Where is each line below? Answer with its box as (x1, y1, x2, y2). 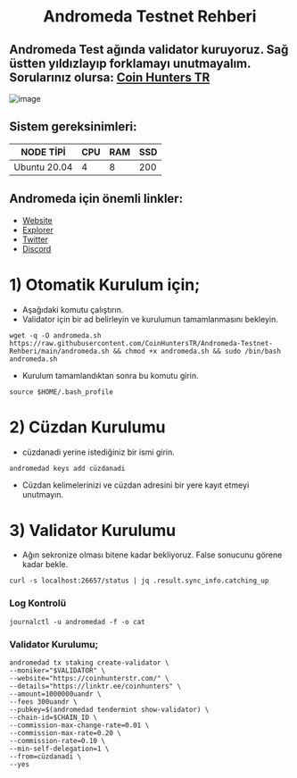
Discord (21, 243, 52, 254)
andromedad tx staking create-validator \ (9, 658, 169, 667)
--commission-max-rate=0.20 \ (9, 729, 122, 738)
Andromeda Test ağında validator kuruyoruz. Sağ (9, 42, 289, 57)
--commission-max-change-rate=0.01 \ (9, 721, 150, 730)
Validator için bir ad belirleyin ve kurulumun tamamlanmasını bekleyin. (21, 314, 278, 324)
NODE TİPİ (21, 146, 66, 158)
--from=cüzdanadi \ (9, 752, 82, 761)
